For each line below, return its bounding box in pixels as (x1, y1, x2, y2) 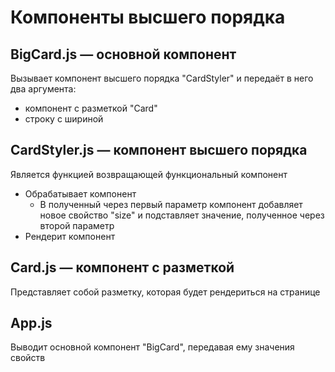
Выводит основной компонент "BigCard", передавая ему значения (10, 341, 295, 353)
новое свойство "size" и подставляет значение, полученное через (39, 209, 325, 221)
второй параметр (39, 219, 115, 231)
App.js (10, 315, 53, 332)
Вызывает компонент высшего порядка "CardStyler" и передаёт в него (10, 72, 314, 84)
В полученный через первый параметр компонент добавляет (39, 198, 303, 210)
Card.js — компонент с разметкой (10, 259, 235, 276)
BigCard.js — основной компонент (10, 46, 237, 63)
